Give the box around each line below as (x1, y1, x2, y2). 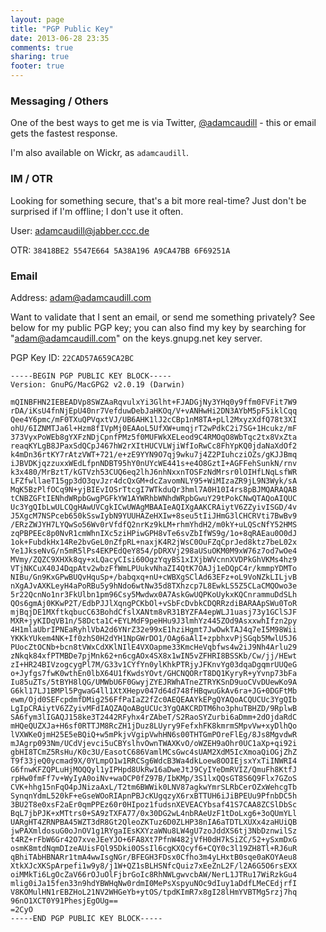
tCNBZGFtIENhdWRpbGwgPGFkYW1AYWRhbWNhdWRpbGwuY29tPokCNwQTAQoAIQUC (10, 493, 298, 503)
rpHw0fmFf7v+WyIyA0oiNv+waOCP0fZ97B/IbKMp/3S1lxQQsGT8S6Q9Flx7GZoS (10, 773, 298, 783)
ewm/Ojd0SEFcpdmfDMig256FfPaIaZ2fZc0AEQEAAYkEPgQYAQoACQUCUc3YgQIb (10, 694, 298, 705)
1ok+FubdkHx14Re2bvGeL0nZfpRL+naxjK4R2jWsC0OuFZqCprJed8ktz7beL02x (10, 537, 298, 547)
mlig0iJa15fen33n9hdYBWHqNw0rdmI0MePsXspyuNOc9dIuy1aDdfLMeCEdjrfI (10, 878, 298, 888)
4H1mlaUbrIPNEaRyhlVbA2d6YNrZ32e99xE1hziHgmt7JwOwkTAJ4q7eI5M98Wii (10, 624, 298, 635)
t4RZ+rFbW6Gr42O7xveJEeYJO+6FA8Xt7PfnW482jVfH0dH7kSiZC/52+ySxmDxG (10, 834, 298, 845)
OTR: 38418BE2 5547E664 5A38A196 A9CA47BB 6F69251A (10, 244, 231, 256)
